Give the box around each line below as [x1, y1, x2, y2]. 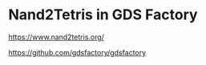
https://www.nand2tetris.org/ [8, 32, 104, 42]
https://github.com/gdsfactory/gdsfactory [8, 47, 147, 57]
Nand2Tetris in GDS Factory [8, 6, 198, 24]
